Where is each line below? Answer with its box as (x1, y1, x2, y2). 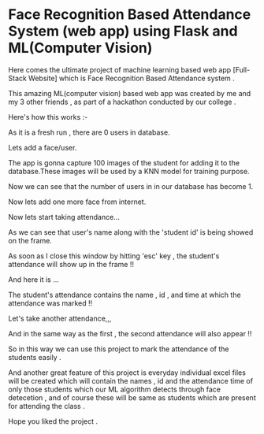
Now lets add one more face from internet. (8, 197, 147, 206)
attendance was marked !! (8, 298, 93, 308)
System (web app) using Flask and (8, 22, 238, 40)
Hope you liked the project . (8, 416, 99, 426)
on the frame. (8, 236, 53, 245)
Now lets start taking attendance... (8, 212, 120, 221)
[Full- (232, 65, 251, 74)
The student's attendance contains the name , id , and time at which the (8, 290, 242, 299)
